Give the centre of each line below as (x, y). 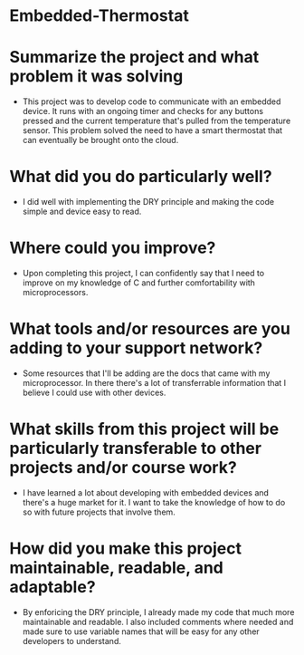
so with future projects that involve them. (99, 512)
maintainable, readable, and (116, 568)
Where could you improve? (113, 248)
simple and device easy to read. (82, 212)
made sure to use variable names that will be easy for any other (141, 631)
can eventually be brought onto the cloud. (100, 140)
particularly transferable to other (136, 448)
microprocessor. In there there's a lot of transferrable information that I (154, 382)
